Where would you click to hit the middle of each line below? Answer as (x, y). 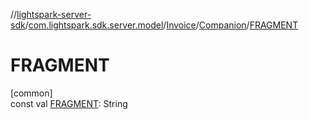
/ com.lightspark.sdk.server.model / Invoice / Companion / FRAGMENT (161, 25)
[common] (31, 93)
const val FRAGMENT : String (69, 103)
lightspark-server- (54, 14)
